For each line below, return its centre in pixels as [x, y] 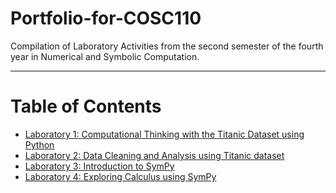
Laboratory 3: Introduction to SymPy [99, 166]
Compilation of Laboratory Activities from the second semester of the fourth [167, 46]
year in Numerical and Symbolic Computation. [105, 56]
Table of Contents [86, 106]
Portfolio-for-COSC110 [106, 18]
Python [39, 144]
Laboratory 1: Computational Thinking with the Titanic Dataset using [164, 134]
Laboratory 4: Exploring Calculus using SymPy [120, 176]
